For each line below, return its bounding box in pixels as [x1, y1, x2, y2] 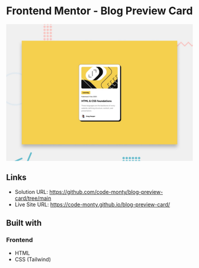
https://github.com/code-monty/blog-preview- [49, 188, 163, 195]
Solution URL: [14, 188, 49, 195]
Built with [6, 218, 42, 228]
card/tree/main [14, 194, 52, 202]
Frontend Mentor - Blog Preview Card [6, 4, 193, 18]
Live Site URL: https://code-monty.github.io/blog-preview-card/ [14, 200, 171, 208]
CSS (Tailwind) [14, 256, 52, 263]
